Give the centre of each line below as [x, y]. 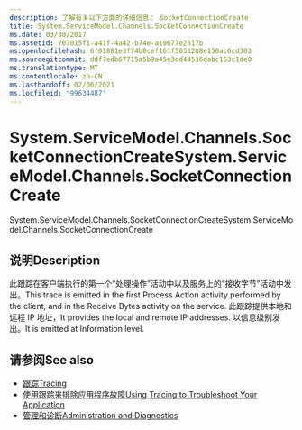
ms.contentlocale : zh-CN [56, 77]
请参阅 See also [52, 360]
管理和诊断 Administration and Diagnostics [100, 416]
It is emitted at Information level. [85, 329]
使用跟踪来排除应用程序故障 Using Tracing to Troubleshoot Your [140, 395]
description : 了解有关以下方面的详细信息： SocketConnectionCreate [129, 18]
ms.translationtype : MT [54, 69]
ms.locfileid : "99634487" [58, 93]
